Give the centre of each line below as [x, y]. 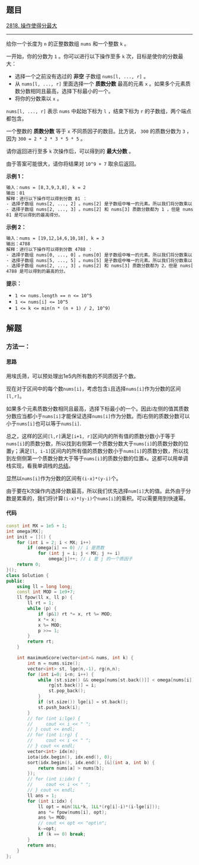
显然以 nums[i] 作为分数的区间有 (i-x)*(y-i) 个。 [64, 478]
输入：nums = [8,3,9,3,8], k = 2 [46, 187]
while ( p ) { [42, 609]
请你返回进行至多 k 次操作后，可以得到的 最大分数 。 [70, 151]
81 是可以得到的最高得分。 [35, 215]
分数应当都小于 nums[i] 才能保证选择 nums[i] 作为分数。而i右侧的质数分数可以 [98, 416]
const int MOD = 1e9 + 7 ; [46, 592]
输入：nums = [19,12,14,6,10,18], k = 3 [55, 238]
